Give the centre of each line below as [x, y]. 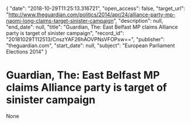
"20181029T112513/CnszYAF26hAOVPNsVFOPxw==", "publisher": [86, 39]
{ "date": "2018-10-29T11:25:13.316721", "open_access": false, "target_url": [96, 8]
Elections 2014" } [27, 52]
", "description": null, [138, 21]
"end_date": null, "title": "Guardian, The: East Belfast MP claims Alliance [92, 27]
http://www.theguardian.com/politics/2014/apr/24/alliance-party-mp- [92, 15]
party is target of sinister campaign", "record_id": [65, 33]
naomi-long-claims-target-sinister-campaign [60, 21]
